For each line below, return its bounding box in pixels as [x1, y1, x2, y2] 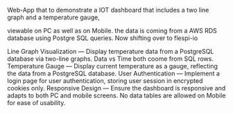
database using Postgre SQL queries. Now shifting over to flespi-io [7, 34, 198, 42]
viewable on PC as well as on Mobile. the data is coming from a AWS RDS [7, 27, 217, 35]
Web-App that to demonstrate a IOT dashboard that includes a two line [7, 6, 209, 14]
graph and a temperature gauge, [7, 13, 101, 21]
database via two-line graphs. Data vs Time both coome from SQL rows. [7, 55, 214, 63]
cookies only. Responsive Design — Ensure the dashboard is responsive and [7, 84, 226, 92]
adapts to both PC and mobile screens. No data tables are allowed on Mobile [7, 91, 226, 99]
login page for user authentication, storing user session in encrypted [7, 77, 203, 85]
